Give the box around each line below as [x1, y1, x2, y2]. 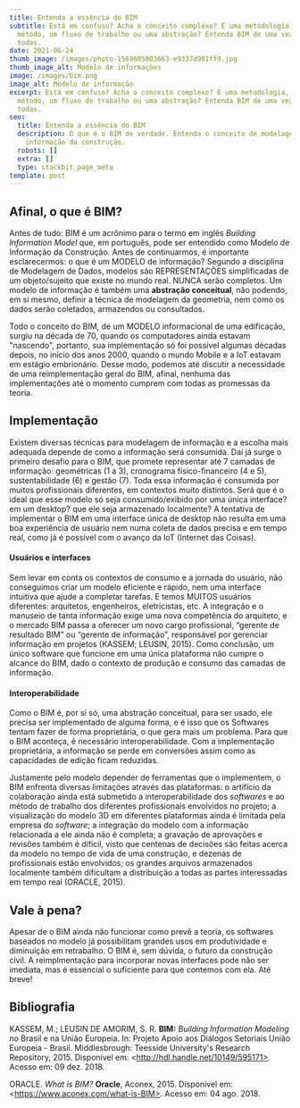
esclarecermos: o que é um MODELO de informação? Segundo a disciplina [9, 256, 284, 267]
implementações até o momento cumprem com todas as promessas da [9, 378, 271, 389]
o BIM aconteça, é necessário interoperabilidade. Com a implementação [9, 736, 275, 747]
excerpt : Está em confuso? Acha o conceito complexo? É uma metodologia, [9, 88, 290, 97]
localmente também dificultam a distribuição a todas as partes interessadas [9, 868, 287, 878]
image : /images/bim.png [9, 71, 98, 80]
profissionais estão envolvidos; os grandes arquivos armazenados [9, 858, 253, 869]
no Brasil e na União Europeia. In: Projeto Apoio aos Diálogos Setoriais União [9, 1033, 291, 1044]
